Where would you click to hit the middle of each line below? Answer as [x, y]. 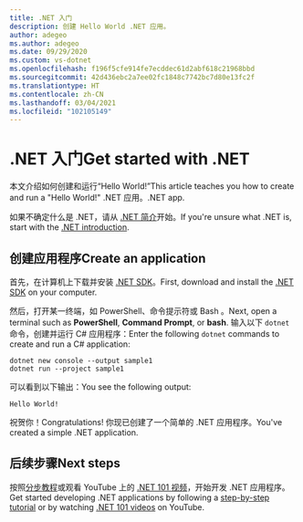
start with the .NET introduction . [69, 227]
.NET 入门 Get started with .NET [130, 159]
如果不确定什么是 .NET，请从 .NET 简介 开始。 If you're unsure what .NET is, [151, 217]
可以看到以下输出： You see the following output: [100, 387]
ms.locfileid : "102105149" [61, 111]
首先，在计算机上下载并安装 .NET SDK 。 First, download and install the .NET [151, 282]
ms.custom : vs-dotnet [51, 60]
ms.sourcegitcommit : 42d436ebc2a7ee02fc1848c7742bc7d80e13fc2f [132, 78]
